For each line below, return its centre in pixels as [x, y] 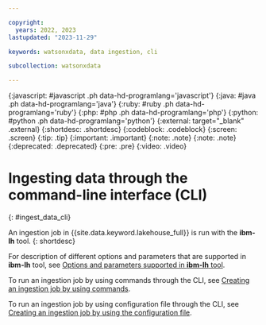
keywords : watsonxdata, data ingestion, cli [83, 52]
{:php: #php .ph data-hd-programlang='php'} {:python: [168, 113]
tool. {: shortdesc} [46, 241]
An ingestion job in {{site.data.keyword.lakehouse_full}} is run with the [123, 233]
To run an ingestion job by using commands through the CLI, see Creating [129, 281]
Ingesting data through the [98, 178]
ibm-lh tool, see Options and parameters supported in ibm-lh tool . [117, 265]
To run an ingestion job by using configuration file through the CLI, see [124, 304]
